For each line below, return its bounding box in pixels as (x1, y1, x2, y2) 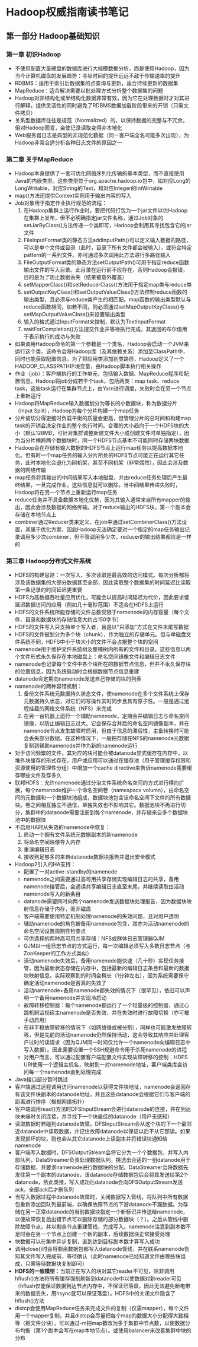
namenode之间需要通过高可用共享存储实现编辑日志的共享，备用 (23, 876, 179, 883)
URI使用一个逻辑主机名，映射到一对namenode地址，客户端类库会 (23, 1061, 183, 1068)
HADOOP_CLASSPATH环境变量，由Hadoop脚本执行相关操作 (14, 363, 161, 370)
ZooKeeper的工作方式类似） (23, 950, 93, 957)
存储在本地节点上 (14, 511, 57, 518)
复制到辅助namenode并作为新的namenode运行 (23, 742, 138, 749)
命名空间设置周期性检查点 (23, 927, 86, 935)
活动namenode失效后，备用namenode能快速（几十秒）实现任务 (23, 957, 179, 964)
